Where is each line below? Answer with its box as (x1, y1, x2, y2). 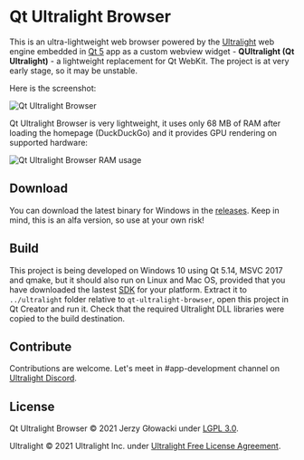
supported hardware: (9, 137, 89, 148)
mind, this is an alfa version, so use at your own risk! (9, 215, 205, 225)
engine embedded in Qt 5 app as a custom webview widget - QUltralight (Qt (9, 45, 295, 56)
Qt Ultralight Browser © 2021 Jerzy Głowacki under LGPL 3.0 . (9, 423, 239, 434)
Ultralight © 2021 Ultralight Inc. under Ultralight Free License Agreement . (9, 441, 281, 452)
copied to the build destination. (9, 312, 125, 323)
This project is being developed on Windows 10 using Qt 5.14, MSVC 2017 (9, 264, 283, 275)
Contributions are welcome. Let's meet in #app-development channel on (9, 363, 280, 374)
